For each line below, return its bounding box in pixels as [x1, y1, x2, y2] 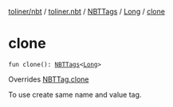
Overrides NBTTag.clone [8, 75, 89, 84]
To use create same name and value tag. [8, 90, 142, 99]
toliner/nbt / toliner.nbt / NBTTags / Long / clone [8, 7, 166, 16]
